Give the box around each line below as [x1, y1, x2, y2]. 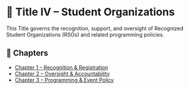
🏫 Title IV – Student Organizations [6, 5, 175, 19]
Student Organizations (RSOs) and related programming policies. [6, 31, 165, 38]
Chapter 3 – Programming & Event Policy [14, 76, 114, 83]
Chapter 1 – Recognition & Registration [14, 64, 108, 71]
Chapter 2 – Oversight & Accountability [14, 70, 110, 77]
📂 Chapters [6, 48, 49, 58]
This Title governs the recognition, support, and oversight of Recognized [6, 25, 184, 32]
